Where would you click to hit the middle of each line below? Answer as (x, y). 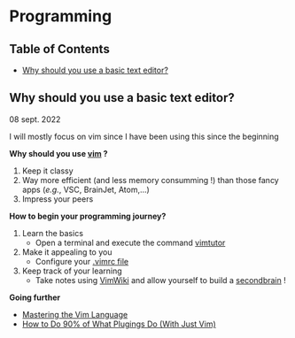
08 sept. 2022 (35, 119)
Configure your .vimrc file (82, 261)
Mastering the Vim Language (75, 314)
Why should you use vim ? (58, 153)
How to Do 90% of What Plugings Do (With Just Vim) (119, 324)
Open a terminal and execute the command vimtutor (130, 242)
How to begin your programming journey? (88, 216)
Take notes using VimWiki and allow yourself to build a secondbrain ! (160, 280)
